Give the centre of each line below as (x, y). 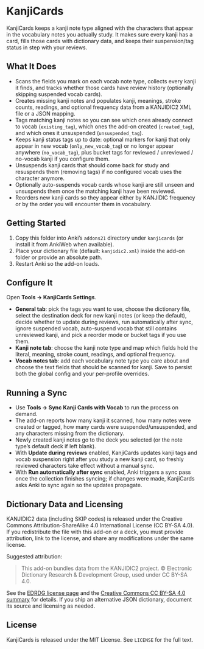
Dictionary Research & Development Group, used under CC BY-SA (104, 575)
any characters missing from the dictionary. (70, 434)
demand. (26, 414)
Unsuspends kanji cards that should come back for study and (92, 165)
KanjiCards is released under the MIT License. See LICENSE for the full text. (100, 639)
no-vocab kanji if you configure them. (62, 159)
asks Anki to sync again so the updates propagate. (79, 485)
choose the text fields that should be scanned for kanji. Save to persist (104, 367)
